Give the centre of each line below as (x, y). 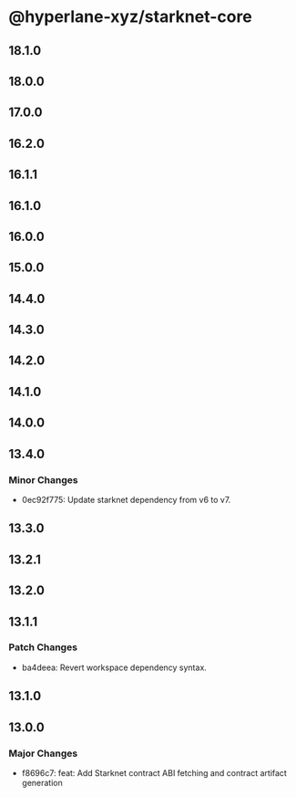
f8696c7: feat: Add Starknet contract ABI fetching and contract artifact (154, 772)
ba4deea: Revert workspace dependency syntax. (114, 667)
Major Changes (43, 753)
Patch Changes (43, 647)
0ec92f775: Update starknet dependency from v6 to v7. (126, 499)
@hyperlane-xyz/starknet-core (130, 17)
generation (42, 782)
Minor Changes (43, 479)
